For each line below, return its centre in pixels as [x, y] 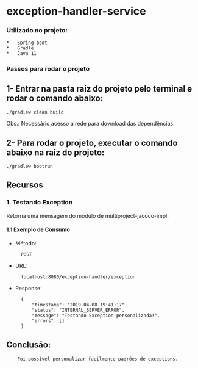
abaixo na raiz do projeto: [55, 152]
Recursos [25, 185]
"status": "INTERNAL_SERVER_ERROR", [78, 310]
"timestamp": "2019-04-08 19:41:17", [80, 305]
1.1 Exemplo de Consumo [38, 229]
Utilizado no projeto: [37, 31]
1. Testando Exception [40, 203]
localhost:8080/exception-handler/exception [78, 277]
